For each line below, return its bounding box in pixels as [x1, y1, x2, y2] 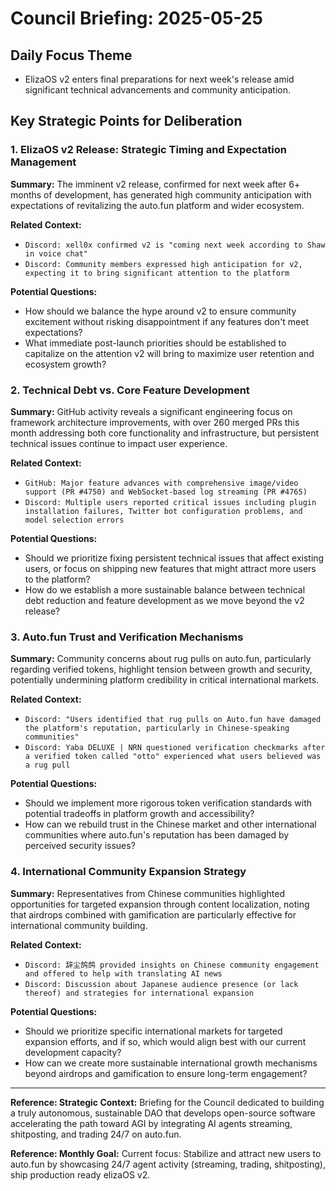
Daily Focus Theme [10, 47, 133, 64]
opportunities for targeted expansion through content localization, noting [10, 898, 310, 910]
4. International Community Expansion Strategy [10, 865, 247, 879]
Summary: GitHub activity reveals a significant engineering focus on [10, 405, 293, 417]
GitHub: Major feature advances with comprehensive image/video [24, 478, 299, 488]
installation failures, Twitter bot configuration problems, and [24, 506, 303, 516]
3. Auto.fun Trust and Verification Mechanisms [10, 630, 244, 644]
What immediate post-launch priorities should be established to [24, 337, 287, 349]
